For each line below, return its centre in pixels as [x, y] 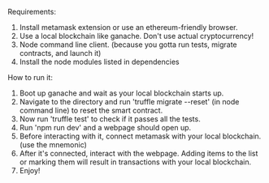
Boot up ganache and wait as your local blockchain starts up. [121, 93]
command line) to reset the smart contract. [91, 110]
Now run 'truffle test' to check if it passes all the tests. [110, 119]
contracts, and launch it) [60, 53]
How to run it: [30, 77]
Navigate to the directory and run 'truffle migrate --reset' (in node [129, 102]
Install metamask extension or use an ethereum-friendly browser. [128, 27]
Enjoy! [30, 170]
